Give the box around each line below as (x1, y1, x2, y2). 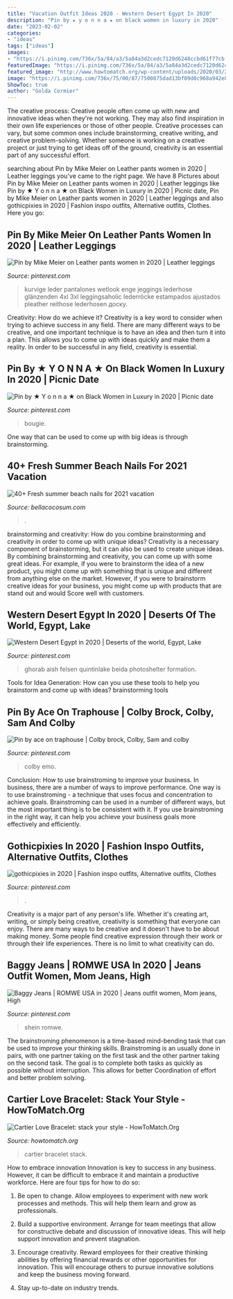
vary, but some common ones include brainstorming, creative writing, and (7, 129, 218, 138)
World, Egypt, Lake (7, 620, 91, 631)
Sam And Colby (7, 717, 76, 729)
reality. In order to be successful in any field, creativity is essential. (7, 342, 198, 351)
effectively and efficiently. (7, 820, 81, 829)
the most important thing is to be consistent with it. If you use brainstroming (7, 805, 224, 813)
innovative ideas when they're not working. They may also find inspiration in (7, 114, 225, 122)
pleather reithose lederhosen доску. (24, 299, 128, 308)
